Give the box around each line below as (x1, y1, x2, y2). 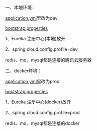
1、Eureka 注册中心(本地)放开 (5, 36, 66, 41)
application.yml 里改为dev (5, 15, 58, 21)
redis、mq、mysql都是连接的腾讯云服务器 (5, 57, 92, 63)
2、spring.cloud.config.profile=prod (5, 110, 80, 115)
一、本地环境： (5, 5, 36, 10)
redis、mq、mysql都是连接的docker (5, 120, 80, 126)
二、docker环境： (5, 68, 42, 74)
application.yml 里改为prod (5, 79, 60, 84)
